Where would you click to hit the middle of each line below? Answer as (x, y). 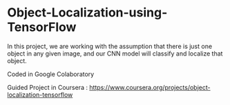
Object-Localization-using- (87, 13)
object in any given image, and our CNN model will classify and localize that (115, 54)
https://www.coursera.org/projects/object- (150, 87)
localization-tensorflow (40, 95)
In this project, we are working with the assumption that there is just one (110, 46)
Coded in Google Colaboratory (51, 74)
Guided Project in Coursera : (48, 87)
